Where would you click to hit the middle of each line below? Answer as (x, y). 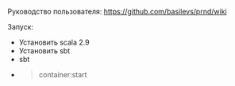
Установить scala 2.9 (54, 42)
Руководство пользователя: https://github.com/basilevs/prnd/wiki (117, 12)
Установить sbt (44, 51)
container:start (63, 74)
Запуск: (20, 27)
